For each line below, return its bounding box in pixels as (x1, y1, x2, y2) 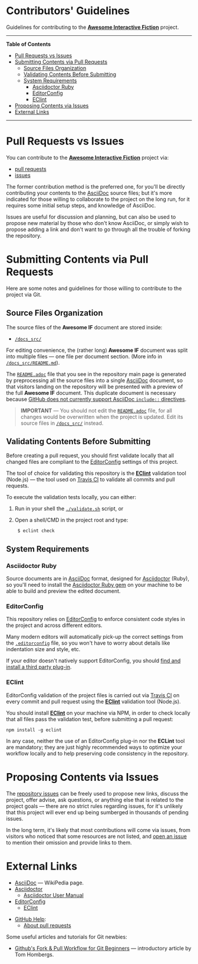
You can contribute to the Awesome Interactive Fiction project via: (6, 154, 169, 161)
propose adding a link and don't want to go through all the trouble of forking (6, 226, 190, 233)
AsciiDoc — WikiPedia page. (14, 879, 84, 886)
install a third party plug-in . (6, 663, 72, 671)
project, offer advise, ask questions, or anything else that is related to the (6, 796, 184, 803)
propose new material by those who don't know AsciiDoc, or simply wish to (6, 219, 189, 226)
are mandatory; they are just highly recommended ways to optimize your (6, 744, 183, 751)
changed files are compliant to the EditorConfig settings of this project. (6, 458, 179, 466)
